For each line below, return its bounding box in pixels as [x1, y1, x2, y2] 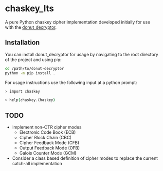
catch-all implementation [12, 161, 62, 167]
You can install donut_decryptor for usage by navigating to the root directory [5, 51, 159, 57]
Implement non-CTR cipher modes [12, 124, 82, 130]
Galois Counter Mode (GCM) [19, 150, 77, 156]
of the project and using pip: [5, 57, 62, 63]
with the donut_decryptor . [5, 24, 57, 30]
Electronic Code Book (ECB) [19, 129, 76, 135]
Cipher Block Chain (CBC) [19, 135, 72, 141]
